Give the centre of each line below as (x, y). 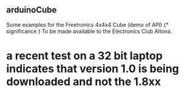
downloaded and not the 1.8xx (84, 82)
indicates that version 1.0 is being (93, 69)
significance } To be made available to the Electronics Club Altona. (89, 31)
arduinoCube (32, 10)
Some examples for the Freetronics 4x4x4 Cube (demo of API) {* (88, 24)
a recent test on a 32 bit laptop (84, 56)
